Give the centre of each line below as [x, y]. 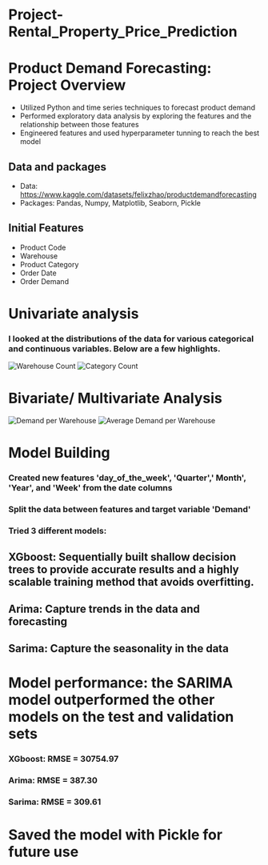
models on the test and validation [121, 717]
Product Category [49, 264]
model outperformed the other [112, 700]
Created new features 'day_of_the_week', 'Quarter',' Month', [127, 478]
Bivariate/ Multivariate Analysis [115, 398]
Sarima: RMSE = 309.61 [55, 802]
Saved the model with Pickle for [115, 835]
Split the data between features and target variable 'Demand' [130, 510]
